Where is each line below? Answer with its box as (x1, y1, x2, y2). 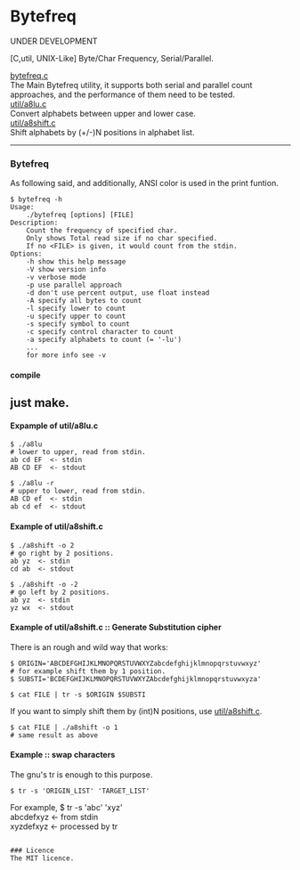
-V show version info (26, 265, 106, 274)
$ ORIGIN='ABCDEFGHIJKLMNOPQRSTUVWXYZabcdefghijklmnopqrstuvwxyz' (10, 659, 262, 668)
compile (10, 370, 41, 380)
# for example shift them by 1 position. (10, 666, 166, 676)
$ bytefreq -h (10, 195, 63, 204)
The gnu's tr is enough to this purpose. (10, 769, 153, 780)
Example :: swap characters (10, 750, 116, 760)
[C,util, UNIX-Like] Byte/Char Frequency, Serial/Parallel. (10, 53, 215, 63)
